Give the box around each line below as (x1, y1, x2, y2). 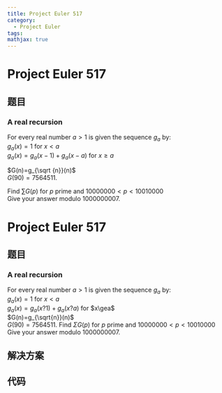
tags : (7, 29, 23, 37)
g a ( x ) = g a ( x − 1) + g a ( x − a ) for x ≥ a (7, 151, 114, 161)
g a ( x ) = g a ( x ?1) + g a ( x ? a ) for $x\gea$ (7, 304, 115, 314)
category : (7, 17, 36, 24)
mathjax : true (7, 36, 49, 43)
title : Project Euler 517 (7, 10, 82, 17)
